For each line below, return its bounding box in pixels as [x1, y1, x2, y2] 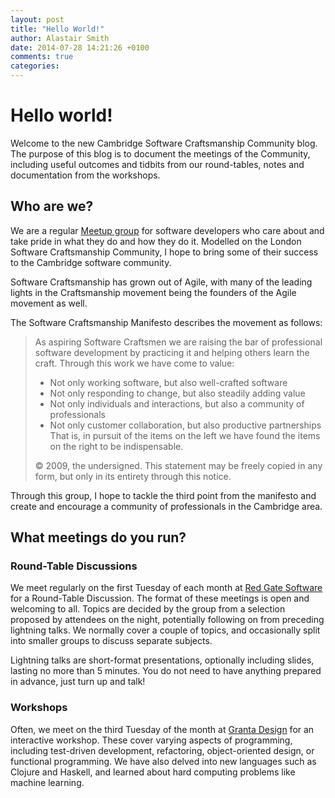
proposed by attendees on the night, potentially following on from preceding [10, 614, 325, 626]
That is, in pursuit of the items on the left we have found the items [49, 429, 321, 441]
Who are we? [10, 198, 94, 215]
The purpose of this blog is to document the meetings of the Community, [10, 147, 311, 160]
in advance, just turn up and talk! [10, 676, 146, 688]
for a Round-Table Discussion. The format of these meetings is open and [10, 592, 310, 605]
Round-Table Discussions [10, 559, 138, 573]
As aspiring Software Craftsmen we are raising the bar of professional [34, 336, 323, 348]
